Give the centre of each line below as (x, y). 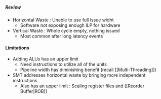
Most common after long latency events (62, 36)
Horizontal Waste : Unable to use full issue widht (63, 20)
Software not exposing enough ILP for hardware (70, 25)
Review (13, 7)
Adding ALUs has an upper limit (46, 59)
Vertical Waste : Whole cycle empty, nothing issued (66, 30)
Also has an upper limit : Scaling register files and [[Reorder (82, 86)
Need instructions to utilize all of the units (64, 64)
